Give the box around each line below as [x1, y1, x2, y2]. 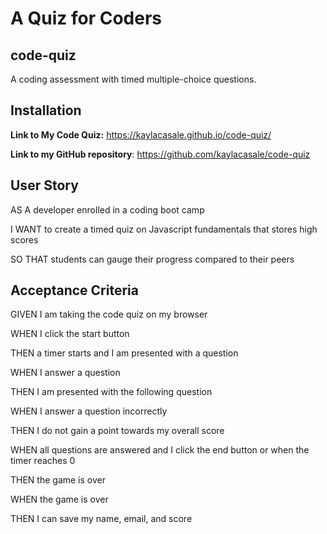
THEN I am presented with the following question [10, 386, 213, 398]
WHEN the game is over [10, 493, 109, 506]
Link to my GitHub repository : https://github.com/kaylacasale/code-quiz [10, 148, 311, 160]
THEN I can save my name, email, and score [10, 513, 193, 525]
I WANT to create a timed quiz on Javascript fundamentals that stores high [10, 223, 318, 235]
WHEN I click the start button [10, 328, 130, 340]
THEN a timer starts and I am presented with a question [10, 347, 239, 359]
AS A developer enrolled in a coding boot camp [10, 203, 205, 216]
